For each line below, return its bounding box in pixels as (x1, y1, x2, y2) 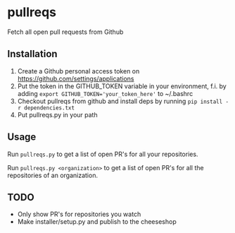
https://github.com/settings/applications (17, 74, 134, 83)
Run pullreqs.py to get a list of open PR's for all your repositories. (7, 150, 198, 158)
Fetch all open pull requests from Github (7, 28, 124, 36)
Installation (7, 48, 58, 60)
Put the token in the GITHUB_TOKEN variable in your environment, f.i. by (17, 82, 227, 90)
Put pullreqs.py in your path (17, 110, 98, 119)
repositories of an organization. (7, 171, 99, 179)
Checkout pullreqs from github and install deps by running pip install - (17, 97, 229, 105)
